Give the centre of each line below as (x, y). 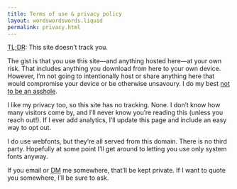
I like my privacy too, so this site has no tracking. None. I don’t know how (114, 105)
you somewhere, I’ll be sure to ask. (58, 178)
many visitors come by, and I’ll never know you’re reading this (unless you (115, 113)
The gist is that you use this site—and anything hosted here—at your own (115, 61)
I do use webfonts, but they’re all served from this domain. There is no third (117, 141)
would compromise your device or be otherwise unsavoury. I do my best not (119, 84)
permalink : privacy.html (44, 27)
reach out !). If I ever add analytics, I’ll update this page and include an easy (117, 120)
